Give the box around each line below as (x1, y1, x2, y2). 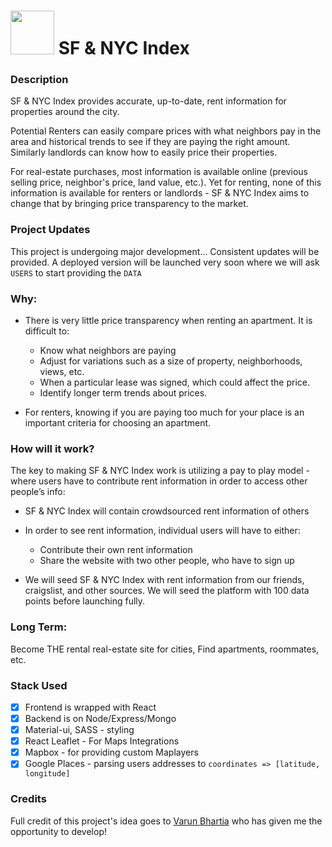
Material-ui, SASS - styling (24, 724, 135, 736)
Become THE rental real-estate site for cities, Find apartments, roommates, (10, 643, 320, 655)
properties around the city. (10, 106, 120, 118)
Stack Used (10, 678, 68, 692)
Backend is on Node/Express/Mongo (24, 713, 177, 725)
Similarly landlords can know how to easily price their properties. (10, 146, 278, 159)
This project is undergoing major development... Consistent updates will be (10, 245, 320, 257)
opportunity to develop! (10, 825, 107, 837)
